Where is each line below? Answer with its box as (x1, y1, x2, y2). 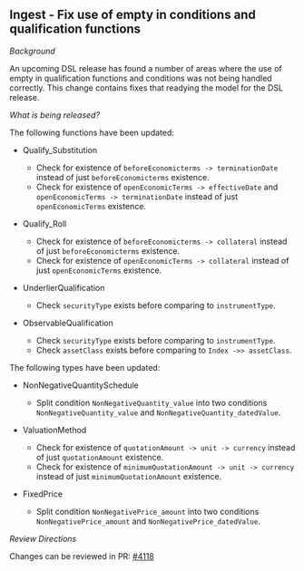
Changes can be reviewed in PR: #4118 (9, 550, 154, 561)
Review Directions (9, 533, 77, 544)
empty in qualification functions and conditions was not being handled (9, 73, 272, 83)
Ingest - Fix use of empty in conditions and (9, 7, 256, 23)
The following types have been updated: (9, 362, 161, 373)
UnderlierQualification (22, 282, 105, 293)
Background (9, 45, 56, 56)
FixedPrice (22, 489, 64, 499)
